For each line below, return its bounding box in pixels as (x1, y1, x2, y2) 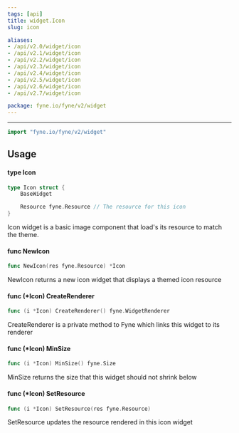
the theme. (7, 231, 39, 239)
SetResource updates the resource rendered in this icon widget (7, 418, 193, 427)
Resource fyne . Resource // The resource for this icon (20, 204, 186, 211)
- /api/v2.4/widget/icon (7, 69, 81, 77)
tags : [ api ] (7, 10, 43, 18)
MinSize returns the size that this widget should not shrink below (7, 373, 197, 382)
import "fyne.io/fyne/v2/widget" (7, 129, 107, 136)
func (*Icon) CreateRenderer (7, 291, 95, 300)
